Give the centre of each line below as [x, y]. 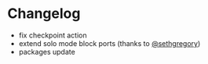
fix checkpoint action [53, 35]
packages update [47, 52]
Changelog [44, 14]
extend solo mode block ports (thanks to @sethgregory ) [109, 43]
